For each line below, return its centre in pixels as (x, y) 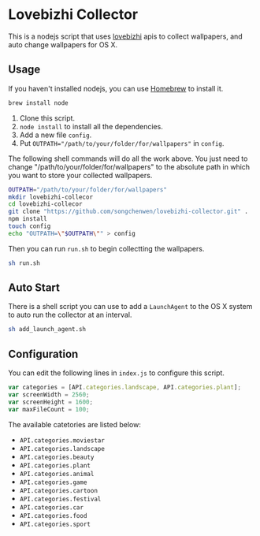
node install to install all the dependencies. (91, 126)
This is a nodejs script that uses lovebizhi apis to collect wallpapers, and (125, 36)
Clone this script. (47, 118)
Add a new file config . (56, 135)
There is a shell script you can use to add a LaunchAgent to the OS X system (130, 307)
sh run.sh (24, 263)
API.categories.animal (57, 474)
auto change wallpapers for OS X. (63, 44)
